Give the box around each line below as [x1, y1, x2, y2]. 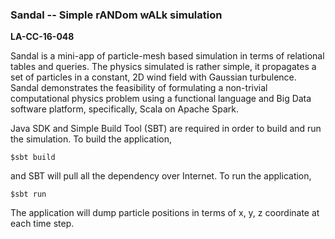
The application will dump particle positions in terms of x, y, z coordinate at [10, 207, 320, 219]
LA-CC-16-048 [10, 31, 75, 43]
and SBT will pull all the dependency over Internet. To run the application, [10, 170, 312, 182]
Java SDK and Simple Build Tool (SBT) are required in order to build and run [10, 123, 322, 135]
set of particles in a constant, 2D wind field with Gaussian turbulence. [10, 71, 297, 83]
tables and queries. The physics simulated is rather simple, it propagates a [10, 61, 317, 73]
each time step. [10, 218, 75, 230]
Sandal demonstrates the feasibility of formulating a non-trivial [10, 82, 268, 94]
